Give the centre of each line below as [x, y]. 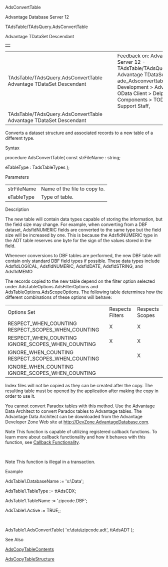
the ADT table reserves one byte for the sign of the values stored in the [78, 240]
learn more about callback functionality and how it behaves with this [75, 437]
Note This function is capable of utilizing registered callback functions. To [81, 432]
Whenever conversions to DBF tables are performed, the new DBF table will [83, 255]
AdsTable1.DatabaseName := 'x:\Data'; [44, 481]
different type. [20, 138]
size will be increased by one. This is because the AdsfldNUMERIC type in [81, 235]
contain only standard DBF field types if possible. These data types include [82, 261]
